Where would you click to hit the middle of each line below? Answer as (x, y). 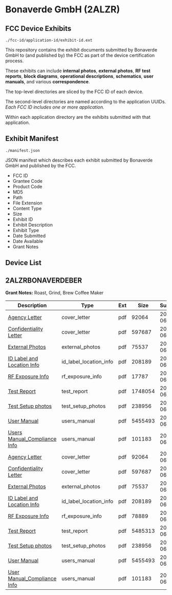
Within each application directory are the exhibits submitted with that (78, 117)
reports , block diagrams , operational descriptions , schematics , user (79, 76)
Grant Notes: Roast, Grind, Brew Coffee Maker (55, 293)
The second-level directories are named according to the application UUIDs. (86, 102)
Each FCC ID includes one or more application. (55, 107)
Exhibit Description (33, 224)
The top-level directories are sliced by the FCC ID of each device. (74, 92)
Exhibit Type (26, 230)
